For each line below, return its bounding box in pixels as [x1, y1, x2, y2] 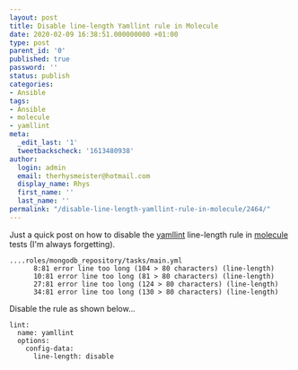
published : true [9, 55, 70, 64]
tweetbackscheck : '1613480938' [17, 146, 135, 155]
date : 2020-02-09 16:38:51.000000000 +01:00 [9, 30, 179, 39]
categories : [9, 80, 54, 89]
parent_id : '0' [9, 47, 66, 56]
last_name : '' [17, 196, 70, 206]
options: [17, 336, 50, 345]
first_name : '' [17, 188, 74, 197]
